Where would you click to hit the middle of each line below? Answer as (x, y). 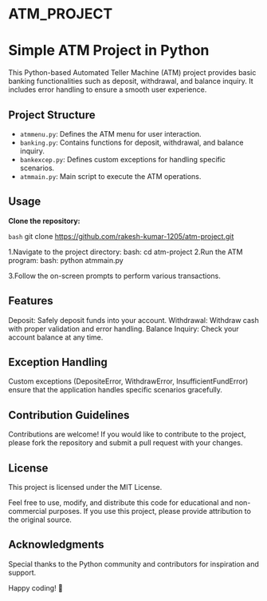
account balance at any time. (56, 337)
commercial (27, 511)
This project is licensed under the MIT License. (85, 487)
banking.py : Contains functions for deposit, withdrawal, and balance (132, 142)
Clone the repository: (44, 221)
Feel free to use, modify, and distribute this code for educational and (121, 503)
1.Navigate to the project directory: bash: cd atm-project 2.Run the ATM (126, 252)
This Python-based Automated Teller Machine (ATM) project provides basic (132, 73)
